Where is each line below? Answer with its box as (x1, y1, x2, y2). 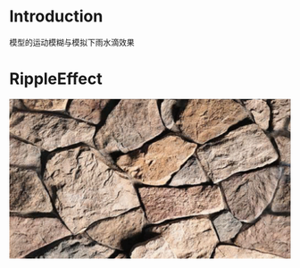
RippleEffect (9, 69, 103, 89)
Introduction (9, 6, 104, 27)
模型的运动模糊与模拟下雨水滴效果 (9, 37, 135, 47)
